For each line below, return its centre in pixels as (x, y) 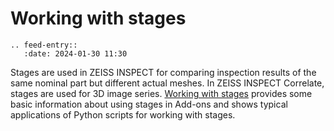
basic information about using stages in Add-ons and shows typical (149, 104)
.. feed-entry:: (44, 45)
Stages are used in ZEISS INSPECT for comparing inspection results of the (163, 72)
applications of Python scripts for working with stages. (123, 114)
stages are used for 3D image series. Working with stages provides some (161, 93)
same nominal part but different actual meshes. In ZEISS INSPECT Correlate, (167, 83)
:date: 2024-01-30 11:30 (75, 53)
